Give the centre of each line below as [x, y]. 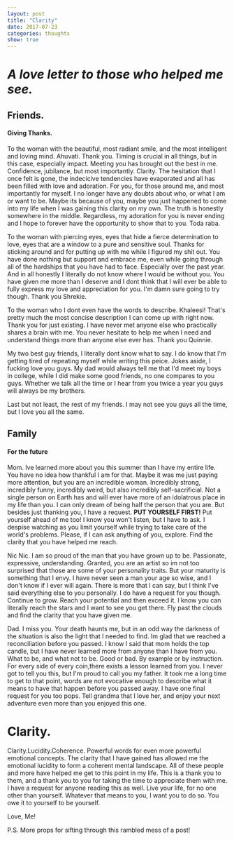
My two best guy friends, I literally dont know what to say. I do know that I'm [117, 353]
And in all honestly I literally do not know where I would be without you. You [116, 274]
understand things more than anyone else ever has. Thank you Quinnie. [110, 339]
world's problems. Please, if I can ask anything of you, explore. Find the [110, 534]
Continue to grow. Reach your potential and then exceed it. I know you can [114, 600]
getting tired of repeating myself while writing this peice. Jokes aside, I [109, 361]
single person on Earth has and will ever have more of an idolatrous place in [116, 497]
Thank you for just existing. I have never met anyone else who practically [112, 325]
